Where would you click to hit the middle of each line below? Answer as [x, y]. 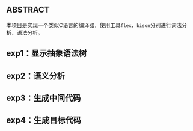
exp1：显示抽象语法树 [47, 53]
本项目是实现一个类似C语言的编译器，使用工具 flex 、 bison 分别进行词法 [94, 25]
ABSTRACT [28, 10]
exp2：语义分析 [35, 75]
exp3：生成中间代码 [44, 98]
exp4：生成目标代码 [44, 120]
